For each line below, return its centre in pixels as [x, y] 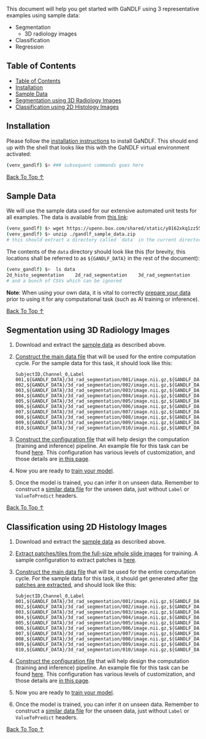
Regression [29, 47]
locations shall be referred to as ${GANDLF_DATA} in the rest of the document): [103, 258]
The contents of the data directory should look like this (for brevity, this [96, 251]
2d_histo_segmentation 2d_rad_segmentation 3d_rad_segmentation [98, 275]
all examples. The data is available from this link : [67, 218]
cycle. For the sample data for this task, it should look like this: [94, 363]
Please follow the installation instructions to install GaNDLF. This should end [102, 141]
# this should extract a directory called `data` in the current [91, 240]
